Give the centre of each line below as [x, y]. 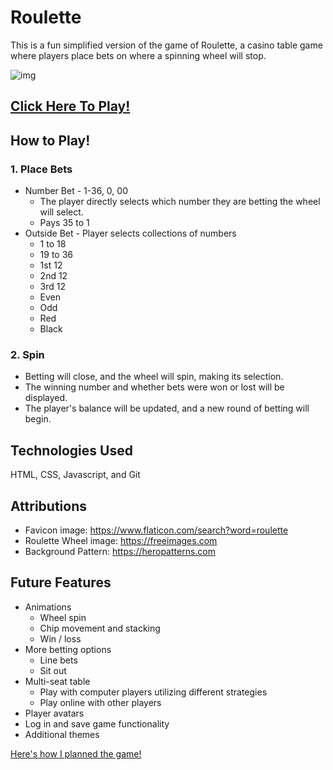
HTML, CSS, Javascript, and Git [75, 475]
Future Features [61, 582]
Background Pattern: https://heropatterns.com [120, 551]
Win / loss [60, 638]
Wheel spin [63, 617]
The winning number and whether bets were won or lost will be [154, 387]
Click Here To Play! [70, 106]
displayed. [46, 398]
